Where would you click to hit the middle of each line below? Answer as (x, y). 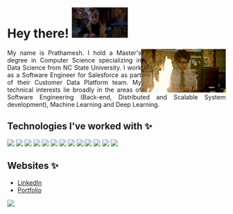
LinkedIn (29, 182)
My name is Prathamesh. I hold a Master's (75, 53)
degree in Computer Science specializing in (75, 60)
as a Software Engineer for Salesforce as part (75, 75)
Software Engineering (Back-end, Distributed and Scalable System (116, 97)
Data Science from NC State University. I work (75, 67)
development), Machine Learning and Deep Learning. (84, 104)
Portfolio (29, 190)
